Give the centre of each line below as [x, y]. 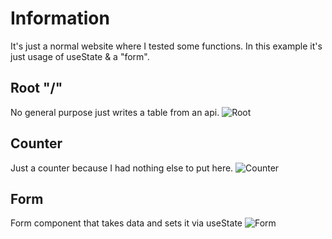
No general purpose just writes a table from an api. [115, 112]
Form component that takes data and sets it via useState [126, 223]
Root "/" [36, 88]
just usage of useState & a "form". [80, 56]
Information [60, 18]
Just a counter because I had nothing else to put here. [122, 168]
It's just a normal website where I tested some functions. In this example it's [166, 46]
